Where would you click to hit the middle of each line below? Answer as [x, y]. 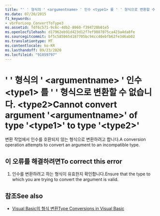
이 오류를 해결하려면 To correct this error [64, 161]
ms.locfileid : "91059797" [31, 55]
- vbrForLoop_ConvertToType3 [34, 23]
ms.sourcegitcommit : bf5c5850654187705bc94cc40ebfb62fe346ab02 [70, 37]
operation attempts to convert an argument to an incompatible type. [73, 145]
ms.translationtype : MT [29, 41]
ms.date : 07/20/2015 [26, 14]
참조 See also [24, 196]
